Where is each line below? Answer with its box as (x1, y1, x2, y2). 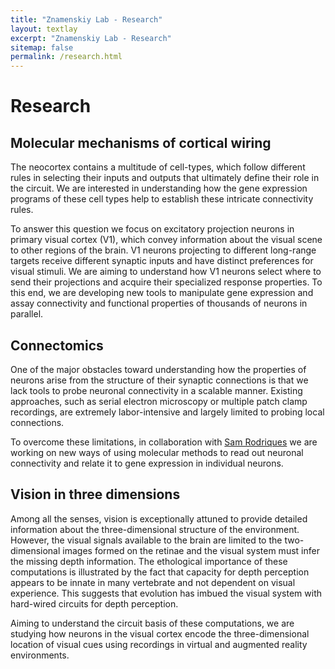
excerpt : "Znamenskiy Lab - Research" (10, 33, 172, 43)
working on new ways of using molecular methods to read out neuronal (10, 446, 304, 458)
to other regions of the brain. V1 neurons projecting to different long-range (10, 244, 317, 256)
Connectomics (10, 337, 104, 354)
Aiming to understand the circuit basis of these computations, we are (10, 617, 295, 629)
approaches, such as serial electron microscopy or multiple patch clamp (10, 395, 308, 407)
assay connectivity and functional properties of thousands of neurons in (10, 297, 308, 310)
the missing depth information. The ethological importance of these (10, 555, 288, 567)
